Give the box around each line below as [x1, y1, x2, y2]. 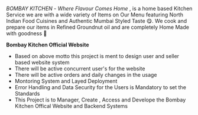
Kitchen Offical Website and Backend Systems [14, 103, 128, 109]
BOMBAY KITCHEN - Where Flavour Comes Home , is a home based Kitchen [6, 5, 193, 12]
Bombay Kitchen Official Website [6, 41, 89, 48]
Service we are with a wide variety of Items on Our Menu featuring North [6, 11, 183, 18]
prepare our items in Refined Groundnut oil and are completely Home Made [6, 23, 189, 31]
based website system [14, 59, 70, 66]
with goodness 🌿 [6, 30, 47, 37]
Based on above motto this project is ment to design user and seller [14, 53, 179, 59]
